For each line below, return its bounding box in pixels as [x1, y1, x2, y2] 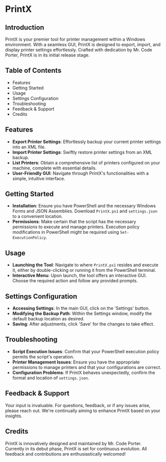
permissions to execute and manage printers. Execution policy [12, 224, 140, 230]
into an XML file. [12, 144, 46, 150]
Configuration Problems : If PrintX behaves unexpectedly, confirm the [12, 369, 155, 375]
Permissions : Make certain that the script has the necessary [12, 219, 136, 225]
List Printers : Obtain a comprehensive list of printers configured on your [12, 159, 160, 165]
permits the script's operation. [12, 354, 74, 359]
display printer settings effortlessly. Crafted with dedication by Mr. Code [5, 47, 153, 52]
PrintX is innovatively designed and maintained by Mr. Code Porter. [5, 440, 142, 446]
